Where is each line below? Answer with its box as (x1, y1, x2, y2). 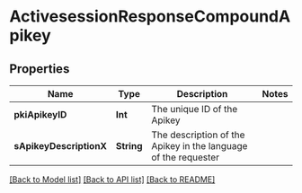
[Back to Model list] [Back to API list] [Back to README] (9, 174, 216, 185)
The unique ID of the (151, 103, 238, 115)
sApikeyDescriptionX (13, 140, 108, 152)
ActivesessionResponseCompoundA (9, 6, 291, 27)
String (115, 140, 143, 152)
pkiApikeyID (13, 109, 67, 120)
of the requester (151, 151, 220, 163)
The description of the (151, 128, 245, 141)
